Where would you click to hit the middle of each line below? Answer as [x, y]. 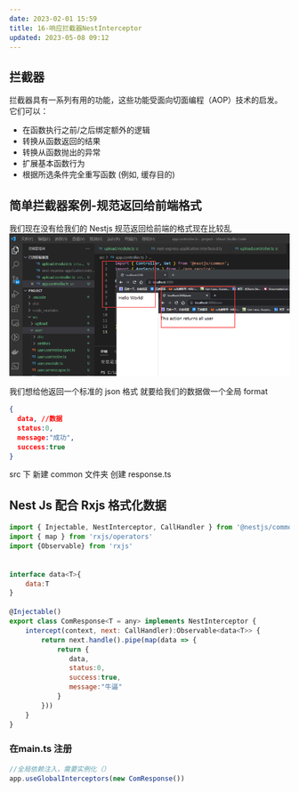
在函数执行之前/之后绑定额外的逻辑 [86, 130]
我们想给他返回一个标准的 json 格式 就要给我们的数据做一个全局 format [139, 392]
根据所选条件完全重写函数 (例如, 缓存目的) [98, 174]
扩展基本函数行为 [53, 164]
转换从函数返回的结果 [61, 141]
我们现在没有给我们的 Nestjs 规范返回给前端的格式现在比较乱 [121, 228]
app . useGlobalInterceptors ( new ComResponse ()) [97, 779]
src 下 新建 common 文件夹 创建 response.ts [90, 474]
